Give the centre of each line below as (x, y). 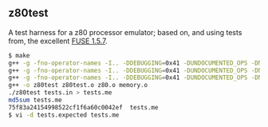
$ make (19, 55)
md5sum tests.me (35, 100)
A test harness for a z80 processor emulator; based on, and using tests (125, 32)
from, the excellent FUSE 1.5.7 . (58, 41)
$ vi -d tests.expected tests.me (64, 115)
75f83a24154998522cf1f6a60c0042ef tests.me (83, 107)
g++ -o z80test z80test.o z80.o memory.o (78, 85)
